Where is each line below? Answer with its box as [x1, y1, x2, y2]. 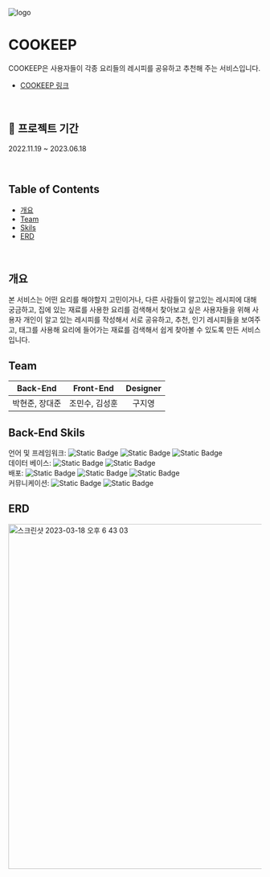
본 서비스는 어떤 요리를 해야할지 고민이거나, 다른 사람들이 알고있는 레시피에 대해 [8, 294, 257, 305]
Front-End [72, 383, 114, 394]
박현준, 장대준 [12, 398, 62, 410]
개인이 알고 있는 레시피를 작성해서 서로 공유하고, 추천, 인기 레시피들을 [22, 315, 239, 325]
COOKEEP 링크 [19, 80, 70, 90]
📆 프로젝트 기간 [8, 121, 79, 136]
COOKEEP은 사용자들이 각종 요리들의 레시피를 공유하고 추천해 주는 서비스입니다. [8, 63, 261, 72]
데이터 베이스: [8, 459, 52, 467]
